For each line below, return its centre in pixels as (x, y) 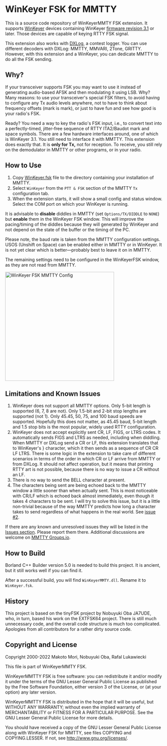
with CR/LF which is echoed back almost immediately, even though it (83, 496)
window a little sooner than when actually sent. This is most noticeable (85, 491)
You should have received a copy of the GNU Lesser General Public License (83, 727)
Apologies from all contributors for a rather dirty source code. (69, 629)
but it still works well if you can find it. (44, 571)
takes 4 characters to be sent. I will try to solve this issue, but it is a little (86, 501)
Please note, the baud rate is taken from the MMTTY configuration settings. (83, 239)
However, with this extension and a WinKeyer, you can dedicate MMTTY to (82, 54)
